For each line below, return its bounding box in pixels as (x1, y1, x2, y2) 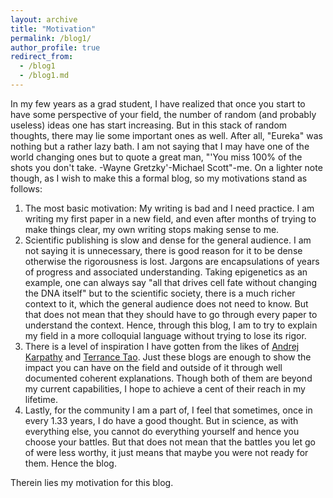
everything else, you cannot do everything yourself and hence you (24, 425, 300, 437)
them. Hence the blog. (24, 457, 117, 469)
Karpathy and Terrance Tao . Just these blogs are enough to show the (24, 351, 312, 363)
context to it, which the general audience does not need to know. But (24, 297, 309, 310)
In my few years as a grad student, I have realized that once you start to (10, 97, 306, 110)
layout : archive (10, 14, 78, 25)
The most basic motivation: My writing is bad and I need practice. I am (24, 202, 315, 214)
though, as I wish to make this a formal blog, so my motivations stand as (10, 172, 308, 184)
